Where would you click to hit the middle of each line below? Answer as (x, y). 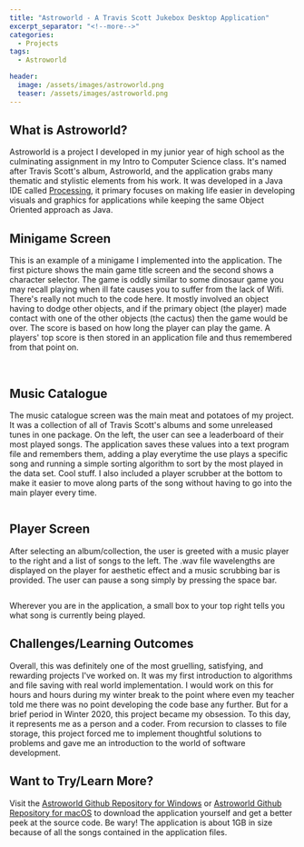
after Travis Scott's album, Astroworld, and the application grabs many (141, 171)
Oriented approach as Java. (61, 210)
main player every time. (53, 493)
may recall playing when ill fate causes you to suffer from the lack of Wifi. (147, 289)
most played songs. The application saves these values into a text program (149, 444)
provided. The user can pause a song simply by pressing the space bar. (143, 580)
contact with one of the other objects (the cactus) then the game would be (149, 318)
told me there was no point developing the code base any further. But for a (149, 704)
